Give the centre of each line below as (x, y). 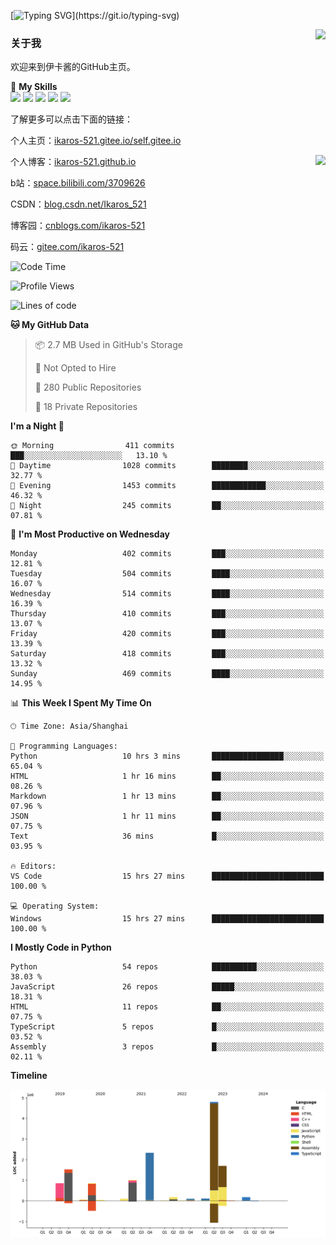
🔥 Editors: (33, 866)
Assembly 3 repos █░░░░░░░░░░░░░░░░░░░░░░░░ (167, 1047)
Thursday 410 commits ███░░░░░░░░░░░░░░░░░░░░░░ (167, 614)
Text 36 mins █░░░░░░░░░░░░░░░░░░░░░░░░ (167, 836)
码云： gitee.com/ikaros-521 (67, 247)
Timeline (29, 1076)
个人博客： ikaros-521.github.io (73, 162)
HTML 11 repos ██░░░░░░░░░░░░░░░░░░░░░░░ (167, 1007)
